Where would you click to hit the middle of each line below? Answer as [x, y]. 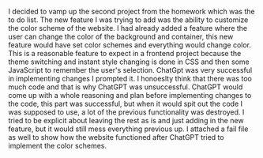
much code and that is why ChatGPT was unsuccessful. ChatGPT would [126, 87]
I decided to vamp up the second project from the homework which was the [131, 11]
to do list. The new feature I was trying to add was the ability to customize [128, 20]
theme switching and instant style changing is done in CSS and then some [129, 62]
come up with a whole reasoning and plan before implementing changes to [130, 95]
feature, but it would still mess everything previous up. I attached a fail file [128, 129]
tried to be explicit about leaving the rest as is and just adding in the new [126, 120]
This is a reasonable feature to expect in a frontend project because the [125, 53]
